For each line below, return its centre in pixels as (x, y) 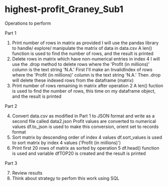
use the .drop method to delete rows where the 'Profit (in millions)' (81, 64)
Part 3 (11, 163)
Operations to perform (28, 23)
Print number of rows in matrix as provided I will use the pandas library (85, 43)
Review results (27, 173)
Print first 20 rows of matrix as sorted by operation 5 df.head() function (86, 148)
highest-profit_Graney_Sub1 (64, 9)
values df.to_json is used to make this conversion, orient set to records (85, 127)
